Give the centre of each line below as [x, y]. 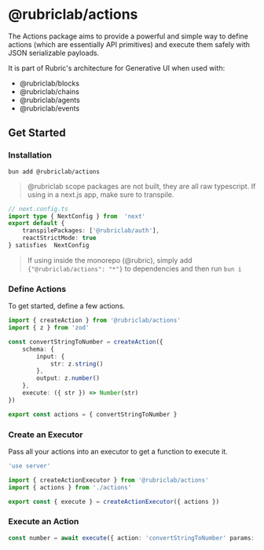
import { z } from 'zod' [49, 328]
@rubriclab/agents [49, 100]
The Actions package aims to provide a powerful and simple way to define [128, 36]
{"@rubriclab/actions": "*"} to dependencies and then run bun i [134, 268]
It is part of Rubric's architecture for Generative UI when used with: [117, 67]
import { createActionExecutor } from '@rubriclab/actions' [109, 480]
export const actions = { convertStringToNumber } [93, 414]
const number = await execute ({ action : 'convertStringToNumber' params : [132, 538]
